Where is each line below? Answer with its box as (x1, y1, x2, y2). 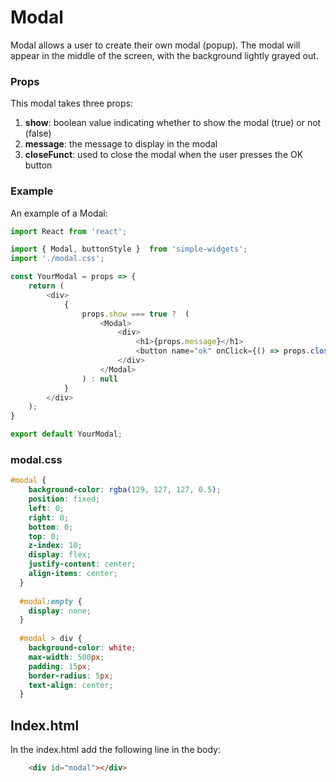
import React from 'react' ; (10, 226, 128, 236)
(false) (24, 127, 52, 140)
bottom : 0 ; (28, 522, 74, 532)
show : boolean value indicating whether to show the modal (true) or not (24, 117, 322, 129)
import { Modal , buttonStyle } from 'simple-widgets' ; (10, 244, 248, 255)
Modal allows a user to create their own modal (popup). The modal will (10, 39, 301, 51)
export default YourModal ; (10, 429, 123, 440)
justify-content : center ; (28, 559, 137, 570)
